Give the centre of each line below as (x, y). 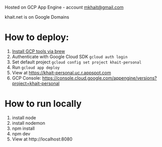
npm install (23, 128)
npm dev (21, 133)
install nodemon (29, 123)
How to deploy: (37, 38)
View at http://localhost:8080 (42, 139)
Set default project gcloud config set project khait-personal (76, 62)
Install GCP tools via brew (38, 51)
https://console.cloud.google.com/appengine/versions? (99, 78)
